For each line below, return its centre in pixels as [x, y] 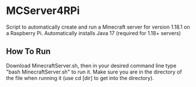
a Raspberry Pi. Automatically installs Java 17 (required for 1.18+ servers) [94, 33]
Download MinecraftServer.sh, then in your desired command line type [91, 65]
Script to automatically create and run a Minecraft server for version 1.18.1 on [98, 27]
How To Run [28, 52]
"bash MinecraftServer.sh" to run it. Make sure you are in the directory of [94, 72]
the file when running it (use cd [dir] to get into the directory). [80, 78]
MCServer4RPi [43, 11]
